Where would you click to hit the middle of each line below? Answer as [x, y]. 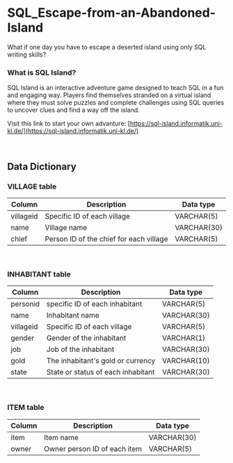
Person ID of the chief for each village [106, 239]
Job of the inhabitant [80, 349]
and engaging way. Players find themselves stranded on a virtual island [109, 95]
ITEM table [26, 408]
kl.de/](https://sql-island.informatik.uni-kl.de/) [73, 131]
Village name [66, 227]
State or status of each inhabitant [101, 372]
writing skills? [27, 54]
